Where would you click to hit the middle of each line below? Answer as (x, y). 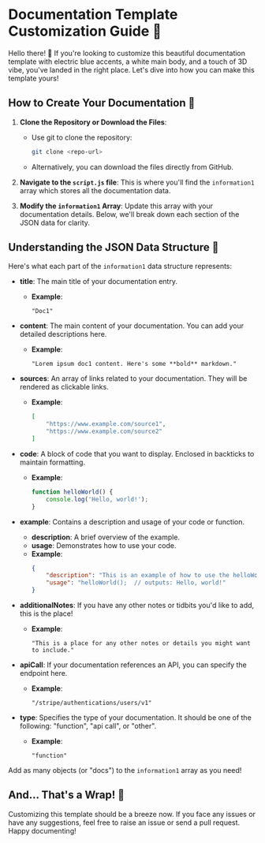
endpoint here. (43, 673)
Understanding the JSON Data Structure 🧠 (114, 247)
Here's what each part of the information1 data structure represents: (120, 267)
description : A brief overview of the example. (105, 537)
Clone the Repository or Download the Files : (93, 122)
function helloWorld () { (72, 492)
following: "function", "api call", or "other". (88, 726)
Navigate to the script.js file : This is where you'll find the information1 (137, 182)
